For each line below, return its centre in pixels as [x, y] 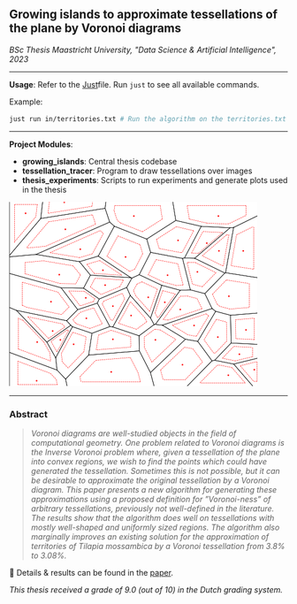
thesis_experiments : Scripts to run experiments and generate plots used [155, 180]
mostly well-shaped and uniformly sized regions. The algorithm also [155, 527]
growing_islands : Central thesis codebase [99, 161]
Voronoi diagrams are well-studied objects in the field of [133, 433]
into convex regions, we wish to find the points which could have [149, 461]
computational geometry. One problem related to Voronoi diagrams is [157, 442]
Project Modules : [41, 144]
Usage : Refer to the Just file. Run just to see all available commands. [134, 84]
